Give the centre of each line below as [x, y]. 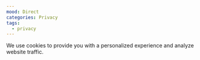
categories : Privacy [32, 17]
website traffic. [25, 52]
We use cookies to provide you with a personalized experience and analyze [100, 46]
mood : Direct [23, 12]
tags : [13, 23]
